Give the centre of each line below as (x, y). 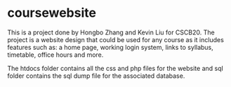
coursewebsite (52, 13)
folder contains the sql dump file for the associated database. (96, 76)
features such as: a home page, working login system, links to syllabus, (111, 47)
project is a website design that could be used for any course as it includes (116, 39)
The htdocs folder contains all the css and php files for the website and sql (115, 68)
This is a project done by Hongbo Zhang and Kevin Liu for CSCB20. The (111, 32)
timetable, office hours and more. (55, 55)
